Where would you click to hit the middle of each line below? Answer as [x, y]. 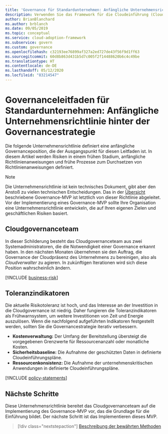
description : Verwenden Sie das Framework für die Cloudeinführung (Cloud [85, 15]
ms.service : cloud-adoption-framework [45, 38]
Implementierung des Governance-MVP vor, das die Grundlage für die [77, 411]
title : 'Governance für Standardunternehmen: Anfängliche [67, 10]
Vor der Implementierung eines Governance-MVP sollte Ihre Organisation [80, 202]
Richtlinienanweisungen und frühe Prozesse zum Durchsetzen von [74, 162]
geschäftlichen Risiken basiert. [37, 213]
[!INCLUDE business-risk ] [32, 277]
